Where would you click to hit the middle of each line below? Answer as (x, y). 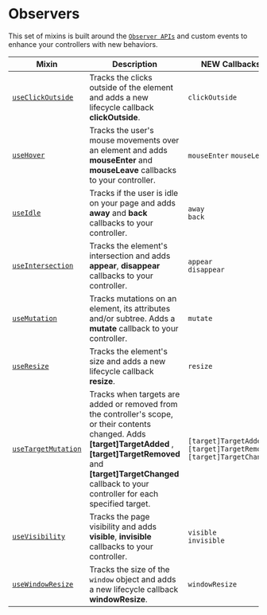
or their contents (120, 424)
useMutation (35, 318)
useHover (29, 155)
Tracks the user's (122, 130)
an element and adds (129, 150)
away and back (118, 213)
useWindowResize (43, 584)
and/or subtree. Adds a (132, 318)
